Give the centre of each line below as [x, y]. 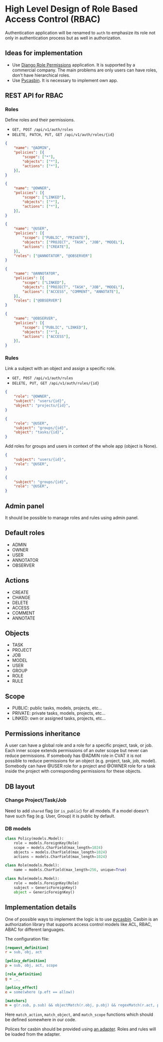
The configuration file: [27, 939]
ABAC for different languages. [35, 929]
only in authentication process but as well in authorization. [63, 38]
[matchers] [16, 1001]
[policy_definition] [26, 961]
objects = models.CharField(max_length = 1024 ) [61, 852]
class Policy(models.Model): [34, 839]
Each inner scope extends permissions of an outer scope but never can [76, 751]
